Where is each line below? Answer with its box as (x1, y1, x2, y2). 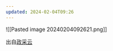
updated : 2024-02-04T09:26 (5, 8, 74, 15)
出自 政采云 (5, 38, 33, 46)
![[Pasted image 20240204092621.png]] (5, 25, 108, 33)
